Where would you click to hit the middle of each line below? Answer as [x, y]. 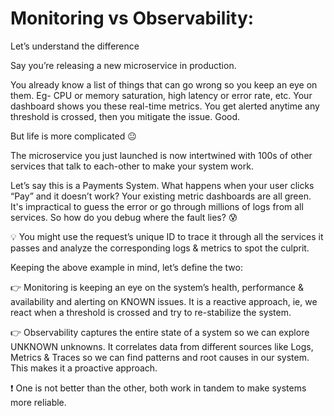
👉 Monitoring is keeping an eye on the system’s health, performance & [157, 287]
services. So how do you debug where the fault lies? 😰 [124, 217]
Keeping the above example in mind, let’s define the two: [126, 267]
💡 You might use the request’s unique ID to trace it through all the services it [167, 236]
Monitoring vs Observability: [132, 18]
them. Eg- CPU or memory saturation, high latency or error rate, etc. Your [161, 95]
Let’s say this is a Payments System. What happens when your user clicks [162, 185]
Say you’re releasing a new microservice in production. [123, 65]
